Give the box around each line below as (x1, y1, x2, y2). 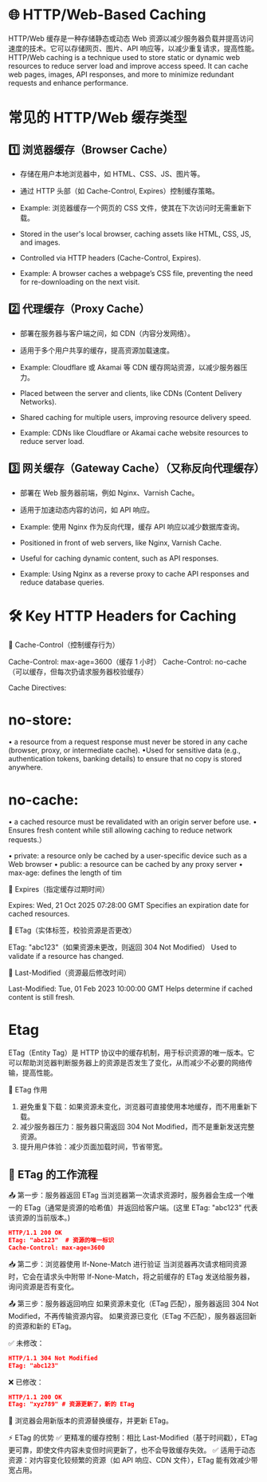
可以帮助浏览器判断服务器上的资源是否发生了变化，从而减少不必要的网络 (8, 1058, 245, 1068)
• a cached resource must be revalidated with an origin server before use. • (8, 817, 257, 827)
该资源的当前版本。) (8, 1213, 71, 1223)
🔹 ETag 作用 (8, 1085, 48, 1095)
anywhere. (8, 762, 43, 773)
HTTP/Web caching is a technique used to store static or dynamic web (8, 52, 241, 62)
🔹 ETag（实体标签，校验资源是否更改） (8, 925, 136, 935)
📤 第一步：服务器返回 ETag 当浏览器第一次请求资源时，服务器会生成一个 (8, 1190, 248, 1200)
